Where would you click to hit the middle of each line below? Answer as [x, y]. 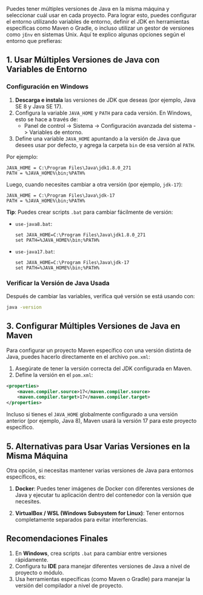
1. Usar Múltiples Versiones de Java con [83, 60]
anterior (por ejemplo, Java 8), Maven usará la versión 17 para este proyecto [101, 421]
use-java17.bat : [35, 251]
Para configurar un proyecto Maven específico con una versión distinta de [99, 350]
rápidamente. [32, 559]
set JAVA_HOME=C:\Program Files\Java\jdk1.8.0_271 [80, 235]
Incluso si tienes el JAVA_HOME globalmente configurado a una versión [92, 414]
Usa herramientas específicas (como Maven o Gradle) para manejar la [102, 579]
